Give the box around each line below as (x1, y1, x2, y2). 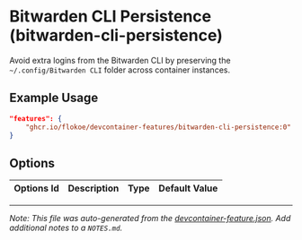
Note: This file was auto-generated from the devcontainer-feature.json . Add (9, 213, 291, 224)
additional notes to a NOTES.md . (9, 222, 123, 234)
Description (67, 182, 120, 194)
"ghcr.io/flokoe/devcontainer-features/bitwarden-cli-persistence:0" (25, 123, 292, 132)
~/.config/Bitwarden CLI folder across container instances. (9, 64, 231, 75)
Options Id (13, 182, 60, 194)
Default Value (158, 182, 218, 194)
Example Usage (9, 90, 99, 106)
